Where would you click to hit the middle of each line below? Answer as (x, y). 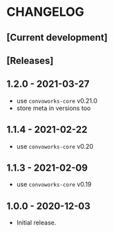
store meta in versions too (54, 108)
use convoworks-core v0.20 (55, 146)
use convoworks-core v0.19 (54, 184)
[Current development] (57, 38)
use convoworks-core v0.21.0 (57, 101)
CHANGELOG (45, 12)
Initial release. (36, 223)
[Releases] (30, 60)
